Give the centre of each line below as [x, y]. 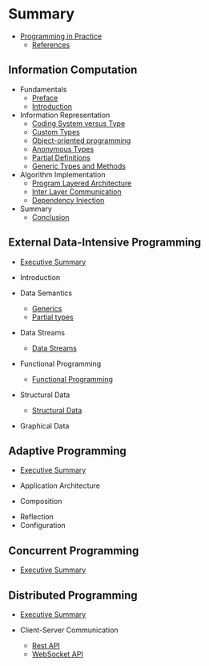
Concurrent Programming [74, 550]
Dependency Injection [68, 200]
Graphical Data [44, 425]
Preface [45, 98]
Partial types [52, 317]
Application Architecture [60, 485]
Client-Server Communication [69, 630]
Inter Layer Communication [76, 191]
